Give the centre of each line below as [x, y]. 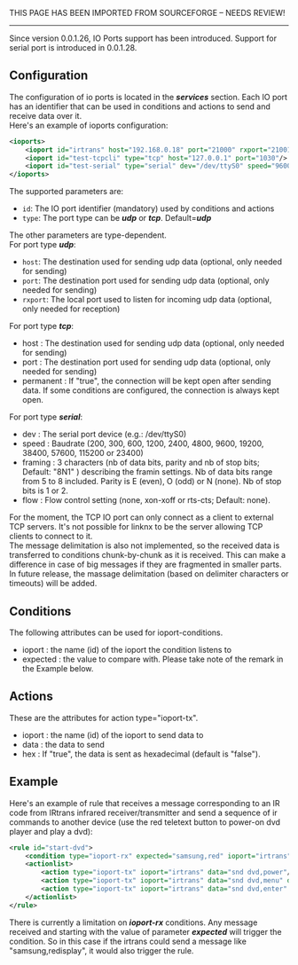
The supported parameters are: [67, 192]
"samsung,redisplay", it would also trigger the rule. [102, 950]
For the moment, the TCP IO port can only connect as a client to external [141, 517]
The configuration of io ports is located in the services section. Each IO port [149, 97]
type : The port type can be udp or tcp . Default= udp [117, 218]
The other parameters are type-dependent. [88, 235]
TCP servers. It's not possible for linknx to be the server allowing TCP [136, 527]
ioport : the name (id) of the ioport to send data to [113, 734]
